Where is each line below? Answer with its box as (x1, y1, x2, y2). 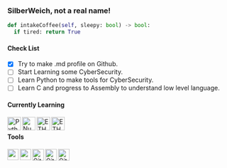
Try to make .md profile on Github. (17, 60, 118, 68)
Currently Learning (7, 100, 65, 109)
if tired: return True (13, 28, 81, 36)
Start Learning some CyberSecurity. (17, 68, 123, 76)
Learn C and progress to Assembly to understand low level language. (17, 84, 220, 93)
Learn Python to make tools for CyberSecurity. (17, 75, 154, 84)
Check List (7, 43, 40, 52)
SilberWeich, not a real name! (7, 6, 111, 16)
